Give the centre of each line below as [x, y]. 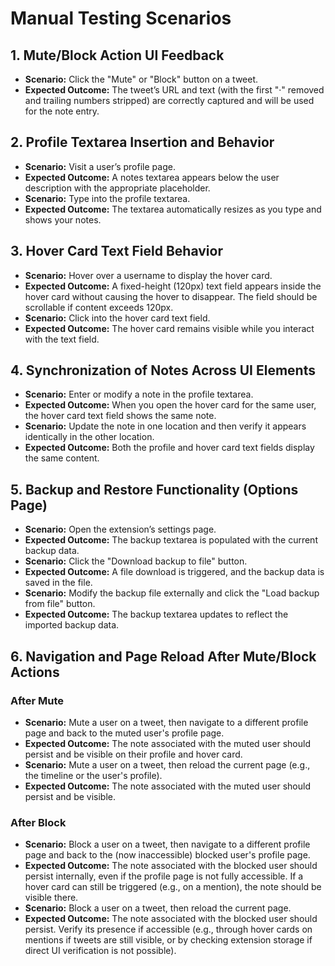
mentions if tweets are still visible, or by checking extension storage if [168, 940]
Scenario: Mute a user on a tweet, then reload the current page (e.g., [167, 764]
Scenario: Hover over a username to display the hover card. [148, 275]
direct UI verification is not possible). [100, 951]
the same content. [62, 458]
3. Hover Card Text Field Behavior [116, 251]
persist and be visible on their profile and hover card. [133, 754]
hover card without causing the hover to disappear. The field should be [171, 296]
